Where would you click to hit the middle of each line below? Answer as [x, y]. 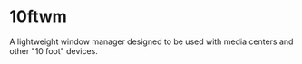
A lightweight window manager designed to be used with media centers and [151, 41]
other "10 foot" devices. [54, 50]
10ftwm [39, 17]
